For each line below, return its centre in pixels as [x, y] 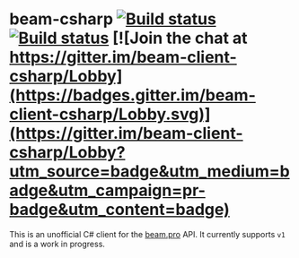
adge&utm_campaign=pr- [108, 190]
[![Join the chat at [180, 38]
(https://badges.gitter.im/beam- [132, 95]
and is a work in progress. [57, 244]
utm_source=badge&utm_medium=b [149, 172]
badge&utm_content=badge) [120, 210]
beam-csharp [62, 19]
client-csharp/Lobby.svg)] [110, 114]
